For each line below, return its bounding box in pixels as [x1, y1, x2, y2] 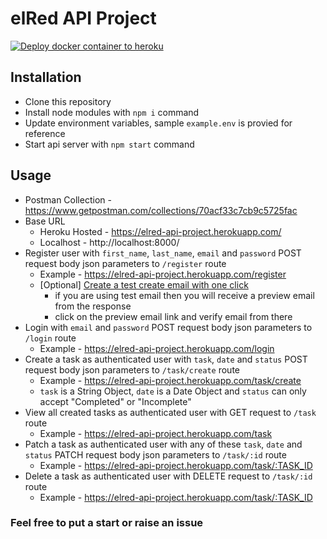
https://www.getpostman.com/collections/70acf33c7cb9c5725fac [24, 204, 298, 216]
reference [24, 127, 66, 139]
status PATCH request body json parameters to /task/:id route [24, 448, 287, 461]
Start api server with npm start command [24, 138, 195, 150]
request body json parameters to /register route [24, 257, 227, 269]
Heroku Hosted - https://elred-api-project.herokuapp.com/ [39, 225, 282, 237]
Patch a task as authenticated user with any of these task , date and [24, 438, 303, 450]
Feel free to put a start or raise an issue [10, 516, 204, 530]
